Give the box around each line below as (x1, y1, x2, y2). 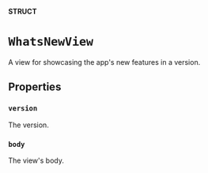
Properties (8, 81, 62, 94)
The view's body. (8, 156, 65, 165)
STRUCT (8, 7, 37, 16)
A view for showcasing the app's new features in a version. (8, 57, 201, 66)
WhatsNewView (8, 35, 93, 50)
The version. (8, 120, 49, 130)
